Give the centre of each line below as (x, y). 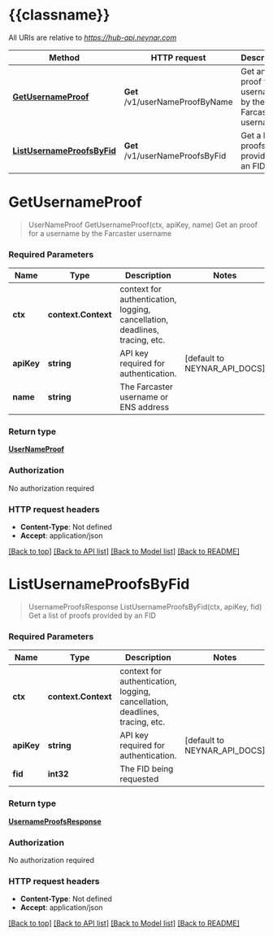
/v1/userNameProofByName (178, 102)
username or (144, 397)
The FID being (147, 769)
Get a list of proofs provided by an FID (92, 615)
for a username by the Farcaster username (100, 233)
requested (139, 779)
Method (64, 57)
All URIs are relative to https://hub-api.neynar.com (93, 37)
